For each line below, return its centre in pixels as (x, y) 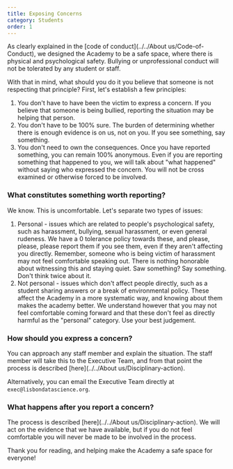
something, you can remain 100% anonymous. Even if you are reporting (120, 155)
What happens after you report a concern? (81, 407)
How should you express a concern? (70, 338)
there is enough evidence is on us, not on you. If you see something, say (121, 132)
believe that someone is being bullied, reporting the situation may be (115, 110)
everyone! (22, 458)
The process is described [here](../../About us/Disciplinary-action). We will (114, 422)
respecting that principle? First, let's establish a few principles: (97, 90)
